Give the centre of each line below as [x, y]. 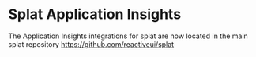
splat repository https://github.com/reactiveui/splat [91, 44]
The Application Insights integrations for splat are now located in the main [128, 36]
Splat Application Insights [95, 14]
